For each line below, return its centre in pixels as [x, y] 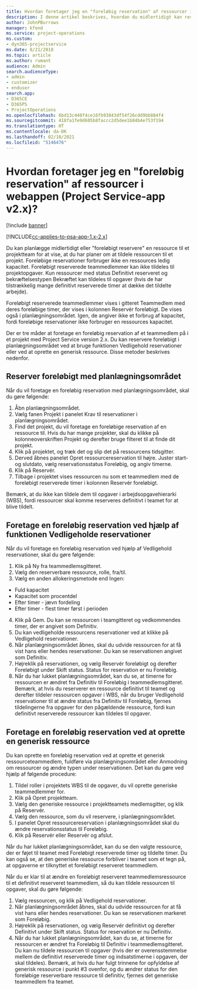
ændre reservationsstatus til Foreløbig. [61, 829]
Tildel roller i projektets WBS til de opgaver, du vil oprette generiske [96, 785]
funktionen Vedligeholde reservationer [79, 534]
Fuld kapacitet [32, 590]
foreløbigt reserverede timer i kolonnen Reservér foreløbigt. [86, 483]
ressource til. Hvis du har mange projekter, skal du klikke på [87, 433]
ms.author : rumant [28, 60]
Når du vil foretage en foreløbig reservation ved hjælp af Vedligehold [89, 549]
